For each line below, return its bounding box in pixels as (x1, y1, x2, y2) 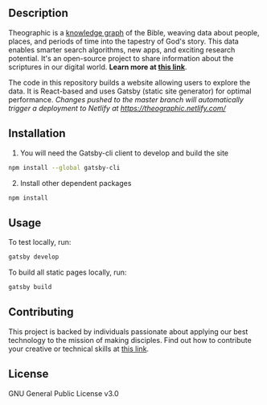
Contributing (8, 305, 74, 319)
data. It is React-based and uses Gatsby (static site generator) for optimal (8, 86, 252, 96)
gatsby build (8, 283, 52, 291)
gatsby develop (8, 253, 60, 261)
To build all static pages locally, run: (8, 267, 127, 277)
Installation (8, 126, 66, 140)
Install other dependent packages (19, 178, 132, 188)
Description (8, 6, 68, 20)
